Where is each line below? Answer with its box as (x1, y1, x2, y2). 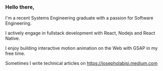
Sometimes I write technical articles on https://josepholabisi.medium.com (5, 60, 158, 66)
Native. (5, 35, 20, 41)
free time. (5, 50, 25, 56)
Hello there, (5, 4, 35, 11)
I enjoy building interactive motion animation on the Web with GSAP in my (5, 45, 158, 51)
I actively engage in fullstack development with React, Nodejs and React (5, 30, 155, 36)
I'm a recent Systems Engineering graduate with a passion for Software (5, 15, 153, 21)
